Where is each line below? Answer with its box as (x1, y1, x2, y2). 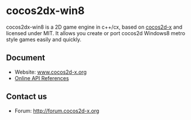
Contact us (6, 92, 47, 102)
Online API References (14, 74, 69, 81)
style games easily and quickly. (6, 36, 82, 43)
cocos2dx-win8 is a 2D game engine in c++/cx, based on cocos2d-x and (6, 23, 183, 30)
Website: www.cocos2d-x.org (14, 68, 87, 76)
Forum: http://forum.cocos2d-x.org (14, 107, 100, 114)
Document (6, 53, 45, 63)
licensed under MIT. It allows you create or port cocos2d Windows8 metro (6, 29, 186, 36)
